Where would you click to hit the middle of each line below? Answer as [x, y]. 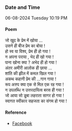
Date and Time [23, 7]
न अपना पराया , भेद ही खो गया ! [29, 57]
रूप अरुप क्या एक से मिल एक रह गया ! [35, 84]
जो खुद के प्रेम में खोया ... [24, 40]
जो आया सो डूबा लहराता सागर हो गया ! [35, 95]
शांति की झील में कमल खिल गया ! [30, 73]
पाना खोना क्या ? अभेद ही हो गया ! [31, 62]
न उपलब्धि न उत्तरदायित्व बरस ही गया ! [35, 90]
